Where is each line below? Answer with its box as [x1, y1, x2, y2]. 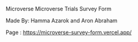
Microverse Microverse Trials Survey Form [5, 5, 111, 12]
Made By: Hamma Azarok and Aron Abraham [5, 17, 117, 24]
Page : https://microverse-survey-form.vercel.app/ [5, 29, 132, 36]
